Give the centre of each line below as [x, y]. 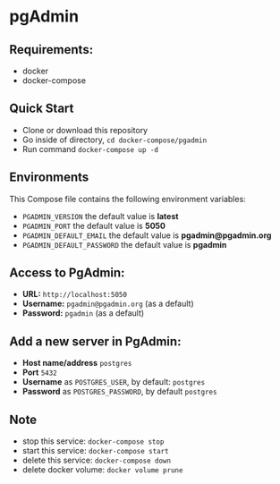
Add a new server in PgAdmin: [95, 341]
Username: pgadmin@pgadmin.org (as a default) [108, 304]
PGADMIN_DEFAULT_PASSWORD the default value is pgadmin [124, 244]
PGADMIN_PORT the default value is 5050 [94, 225]
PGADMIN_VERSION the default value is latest [100, 216]
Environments [49, 178]
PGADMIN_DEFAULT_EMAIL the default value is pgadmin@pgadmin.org [147, 235]
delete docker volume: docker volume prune [102, 470]
